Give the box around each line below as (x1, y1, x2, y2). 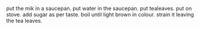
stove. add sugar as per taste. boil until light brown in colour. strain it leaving (6, 11, 195, 18)
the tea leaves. (6, 17, 43, 24)
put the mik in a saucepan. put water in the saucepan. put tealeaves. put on (6, 5, 192, 12)
